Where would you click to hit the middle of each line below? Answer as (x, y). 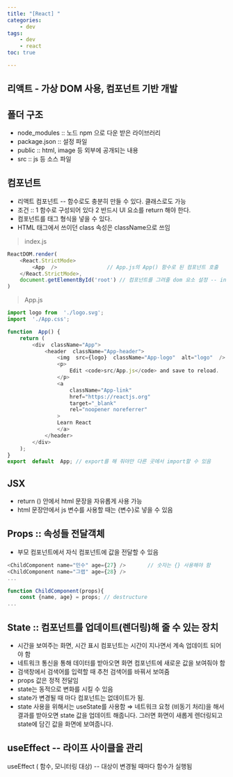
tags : (15, 33)
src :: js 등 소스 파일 (44, 159)
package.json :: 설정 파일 (52, 142)
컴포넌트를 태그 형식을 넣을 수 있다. (65, 219)
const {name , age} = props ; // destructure (84, 598)
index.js (35, 241)
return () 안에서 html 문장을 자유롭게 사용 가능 (80, 501)
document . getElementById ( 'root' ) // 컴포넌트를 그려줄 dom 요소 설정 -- (119, 280)
